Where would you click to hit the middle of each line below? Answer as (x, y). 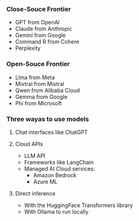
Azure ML (45, 181)
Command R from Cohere (47, 42)
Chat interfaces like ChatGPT (51, 132)
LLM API (35, 156)
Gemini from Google (40, 35)
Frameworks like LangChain (59, 162)
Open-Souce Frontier (38, 64)
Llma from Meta (35, 77)
